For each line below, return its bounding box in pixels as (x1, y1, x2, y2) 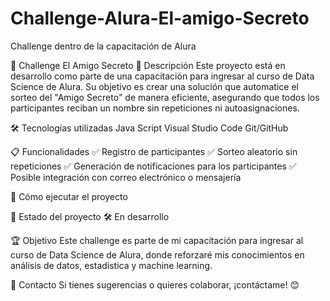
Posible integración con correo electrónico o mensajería (10, 171, 242, 183)
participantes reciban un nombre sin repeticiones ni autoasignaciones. (10, 102, 300, 114)
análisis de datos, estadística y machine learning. (10, 259, 213, 271)
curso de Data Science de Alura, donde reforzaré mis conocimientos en (10, 248, 305, 261)
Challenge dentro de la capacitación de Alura (10, 40, 197, 52)
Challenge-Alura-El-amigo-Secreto (10, 7, 310, 30)
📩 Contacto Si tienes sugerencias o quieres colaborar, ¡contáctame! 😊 (10, 278, 300, 291)
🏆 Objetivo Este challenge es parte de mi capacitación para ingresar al (10, 234, 304, 246)
